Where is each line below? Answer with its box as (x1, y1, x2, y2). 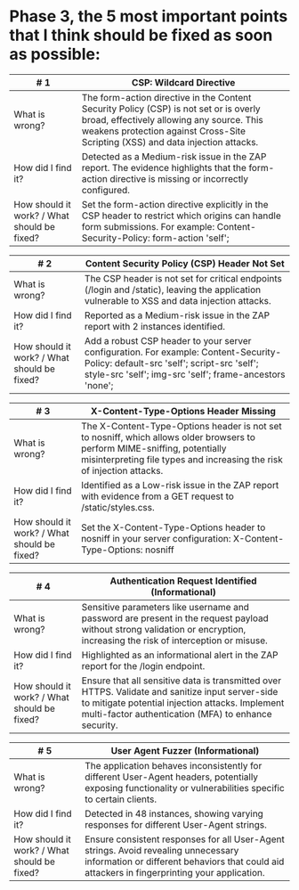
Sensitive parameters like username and (81, 600, 249, 613)
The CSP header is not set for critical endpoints (84, 272, 283, 284)
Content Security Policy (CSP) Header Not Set (85, 257, 285, 269)
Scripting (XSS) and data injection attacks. (81, 135, 259, 148)
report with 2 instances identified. (84, 320, 225, 332)
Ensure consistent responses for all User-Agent (84, 833, 285, 845)
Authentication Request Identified (109, 575, 257, 587)
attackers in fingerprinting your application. (84, 866, 265, 878)
